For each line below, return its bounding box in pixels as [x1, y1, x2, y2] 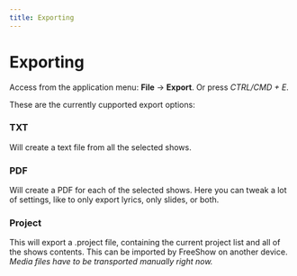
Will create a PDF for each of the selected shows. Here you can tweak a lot [9, 185, 287, 196]
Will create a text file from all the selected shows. [9, 141, 192, 153]
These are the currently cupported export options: [9, 99, 195, 110]
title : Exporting [9, 13, 75, 22]
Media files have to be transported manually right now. [9, 256, 213, 267]
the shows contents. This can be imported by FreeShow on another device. [9, 246, 288, 257]
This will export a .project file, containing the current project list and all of [9, 237, 281, 248]
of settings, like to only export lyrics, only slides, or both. [9, 194, 220, 205]
